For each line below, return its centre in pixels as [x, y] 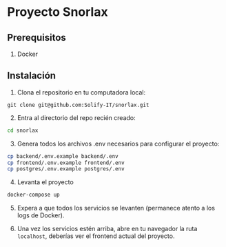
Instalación [32, 76]
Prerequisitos [37, 38]
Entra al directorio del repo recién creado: [76, 117]
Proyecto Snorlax [58, 12]
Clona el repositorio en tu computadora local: [81, 92]
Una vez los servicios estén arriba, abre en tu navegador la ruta [107, 229]
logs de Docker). [41, 215]
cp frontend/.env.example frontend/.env [66, 163]
